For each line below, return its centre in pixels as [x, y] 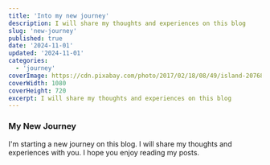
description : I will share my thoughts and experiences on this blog [127, 23]
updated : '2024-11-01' [46, 53]
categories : [28, 61]
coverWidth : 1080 [37, 83]
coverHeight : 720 [37, 91]
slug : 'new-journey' [43, 31]
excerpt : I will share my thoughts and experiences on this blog [120, 98]
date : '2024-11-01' [41, 46]
